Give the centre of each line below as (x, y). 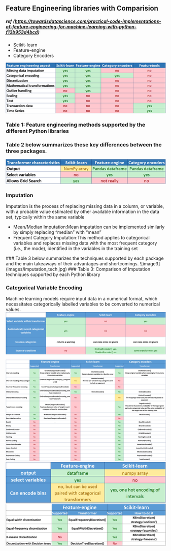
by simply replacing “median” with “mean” (57, 232)
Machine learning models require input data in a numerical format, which (82, 299)
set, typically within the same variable (45, 217)
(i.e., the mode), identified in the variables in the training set (75, 249)
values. (13, 310)
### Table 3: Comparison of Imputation (109, 269)
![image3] (150, 264)
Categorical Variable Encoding (44, 288)
